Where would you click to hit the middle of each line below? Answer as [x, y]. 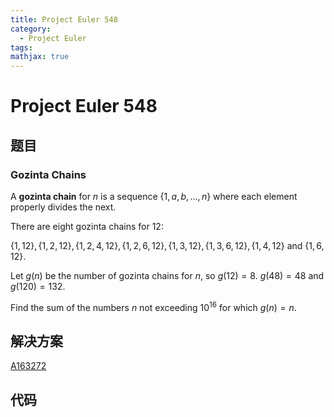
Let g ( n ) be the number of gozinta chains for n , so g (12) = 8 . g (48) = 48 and [167, 275]
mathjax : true [40, 57]
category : [31, 29]
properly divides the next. [63, 207]
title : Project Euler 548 [64, 19]
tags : [21, 47]
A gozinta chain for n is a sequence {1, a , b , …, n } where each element [154, 196]
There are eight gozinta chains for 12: [87, 226]
